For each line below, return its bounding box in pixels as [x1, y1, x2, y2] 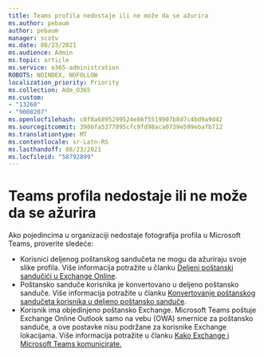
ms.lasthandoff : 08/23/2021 [8, 145, 102, 153]
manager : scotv [8, 34, 59, 42]
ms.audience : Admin [8, 49, 73, 57]
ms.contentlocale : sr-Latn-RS [8, 137, 109, 146]
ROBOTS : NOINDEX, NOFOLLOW [8, 71, 98, 79]
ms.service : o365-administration [8, 64, 120, 72]
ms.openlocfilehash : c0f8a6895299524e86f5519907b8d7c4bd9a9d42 [8, 116, 223, 124]
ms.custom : [8, 93, 45, 101]
